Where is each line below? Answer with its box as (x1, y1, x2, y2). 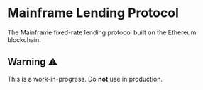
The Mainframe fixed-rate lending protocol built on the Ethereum (7, 28, 197, 37)
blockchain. (7, 35, 41, 44)
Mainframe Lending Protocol (7, 5, 179, 21)
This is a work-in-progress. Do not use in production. (7, 75, 163, 83)
